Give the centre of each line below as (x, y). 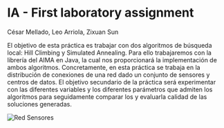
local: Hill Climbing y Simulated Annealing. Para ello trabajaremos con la (110, 53)
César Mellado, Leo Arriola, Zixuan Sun (63, 32)
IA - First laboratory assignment (101, 13)
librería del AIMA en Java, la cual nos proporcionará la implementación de (112, 60)
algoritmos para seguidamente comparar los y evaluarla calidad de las (107, 97)
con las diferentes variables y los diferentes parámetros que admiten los (110, 89)
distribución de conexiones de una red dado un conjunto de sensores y (109, 75)
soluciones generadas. (40, 104)
